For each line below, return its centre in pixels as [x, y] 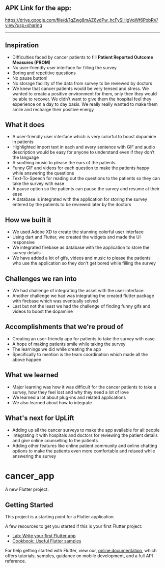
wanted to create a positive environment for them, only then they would [84, 93]
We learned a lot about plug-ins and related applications [69, 397]
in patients [23, 142]
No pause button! [30, 78]
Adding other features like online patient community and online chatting [84, 446]
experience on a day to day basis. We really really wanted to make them [85, 104]
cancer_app [30, 476]
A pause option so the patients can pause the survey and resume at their [86, 189]
